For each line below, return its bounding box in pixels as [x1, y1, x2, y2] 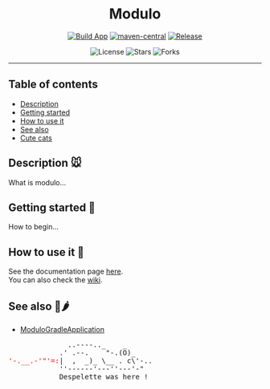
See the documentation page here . [8, 266, 124, 277]
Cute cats [19, 133, 52, 143]
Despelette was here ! [59, 372, 149, 381]
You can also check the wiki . [8, 275, 103, 285]
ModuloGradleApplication [19, 325, 104, 334]
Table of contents [8, 78, 98, 91]
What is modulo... [8, 177, 67, 187]
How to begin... [8, 222, 59, 232]
